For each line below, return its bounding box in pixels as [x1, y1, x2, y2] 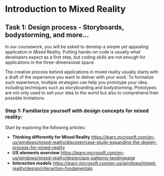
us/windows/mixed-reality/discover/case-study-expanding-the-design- [12, 139, 157, 146]
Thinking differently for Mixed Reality [12, 134, 90, 140]
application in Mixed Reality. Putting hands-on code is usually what [5, 49, 141, 55]
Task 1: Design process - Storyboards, [5, 23, 124, 31]
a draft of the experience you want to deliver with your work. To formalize [5, 74, 154, 80]
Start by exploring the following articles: [5, 124, 86, 131]
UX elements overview [12, 150, 60, 156]
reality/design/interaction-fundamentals [12, 166, 93, 172]
